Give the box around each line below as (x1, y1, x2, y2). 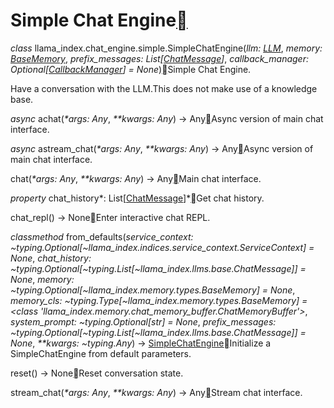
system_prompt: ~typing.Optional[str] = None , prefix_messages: (10, 315, 277, 328)
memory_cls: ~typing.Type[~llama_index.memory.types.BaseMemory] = (10, 294, 308, 306)
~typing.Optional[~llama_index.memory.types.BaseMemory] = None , (10, 284, 296, 296)
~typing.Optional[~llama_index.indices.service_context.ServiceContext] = (10, 241, 315, 253)
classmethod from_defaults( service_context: (10, 230, 194, 243)
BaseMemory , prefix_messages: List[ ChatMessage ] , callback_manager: (10, 52, 309, 64)
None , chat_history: (10, 252, 92, 264)
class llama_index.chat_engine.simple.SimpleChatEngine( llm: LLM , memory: (10, 42, 323, 54)
